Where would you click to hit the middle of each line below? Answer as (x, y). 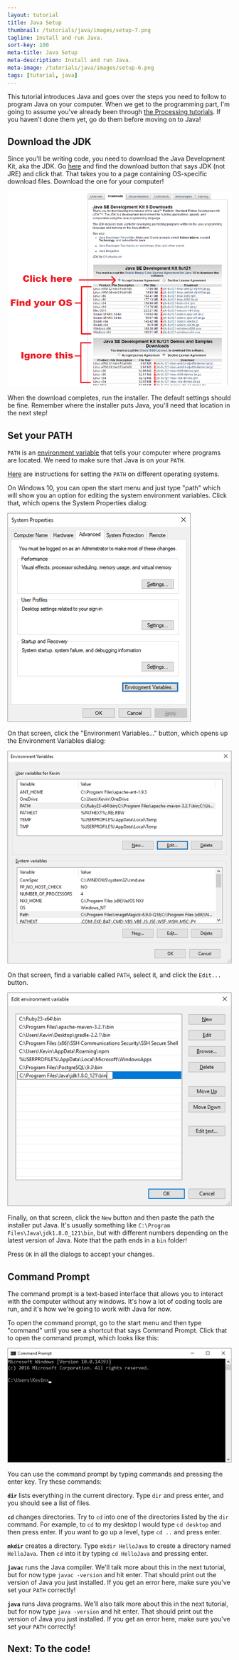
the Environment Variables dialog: (57, 741)
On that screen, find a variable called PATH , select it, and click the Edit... (115, 975)
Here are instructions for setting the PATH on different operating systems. (113, 474)
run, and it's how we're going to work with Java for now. (90, 1309)
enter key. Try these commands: (54, 1482)
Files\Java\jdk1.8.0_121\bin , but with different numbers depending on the (118, 1233)
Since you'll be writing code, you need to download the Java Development (116, 159)
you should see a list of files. (49, 1503)
